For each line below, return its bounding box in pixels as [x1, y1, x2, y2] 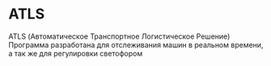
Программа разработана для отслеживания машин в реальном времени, [8, 39, 264, 49]
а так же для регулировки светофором [8, 48, 143, 58]
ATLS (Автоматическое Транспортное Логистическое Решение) [8, 31, 231, 41]
